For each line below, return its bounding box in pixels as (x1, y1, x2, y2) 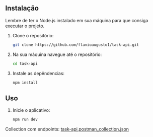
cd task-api (12, 61, 38, 66)
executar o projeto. (5, 23, 45, 29)
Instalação (5, 4, 39, 13)
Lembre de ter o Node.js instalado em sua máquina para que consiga (5, 17, 148, 23)
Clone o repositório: (12, 32, 54, 38)
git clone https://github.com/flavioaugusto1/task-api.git (12, 42, 139, 47)
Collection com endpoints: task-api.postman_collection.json (5, 126, 129, 132)
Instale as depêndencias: (12, 70, 64, 76)
